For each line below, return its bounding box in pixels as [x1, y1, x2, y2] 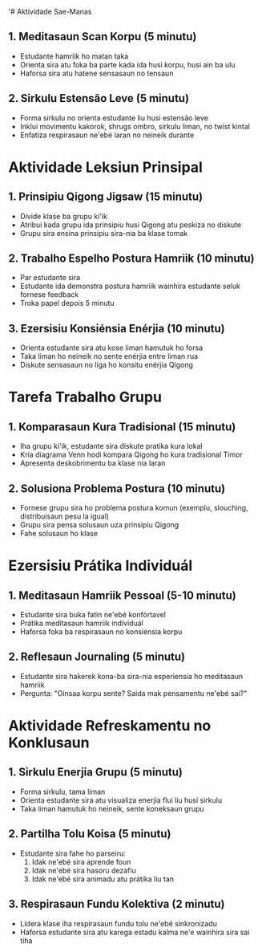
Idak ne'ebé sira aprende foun [31, 856, 131, 866]
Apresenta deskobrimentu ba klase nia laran [19, 458, 166, 468]
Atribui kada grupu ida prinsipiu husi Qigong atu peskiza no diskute [19, 220, 242, 230]
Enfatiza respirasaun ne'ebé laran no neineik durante [19, 130, 195, 140]
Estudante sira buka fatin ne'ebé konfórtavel [19, 610, 167, 620]
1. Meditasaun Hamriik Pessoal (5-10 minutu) [8, 588, 236, 602]
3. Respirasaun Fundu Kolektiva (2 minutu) [8, 897, 226, 911]
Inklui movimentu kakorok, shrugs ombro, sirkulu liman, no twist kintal [19, 121, 251, 131]
